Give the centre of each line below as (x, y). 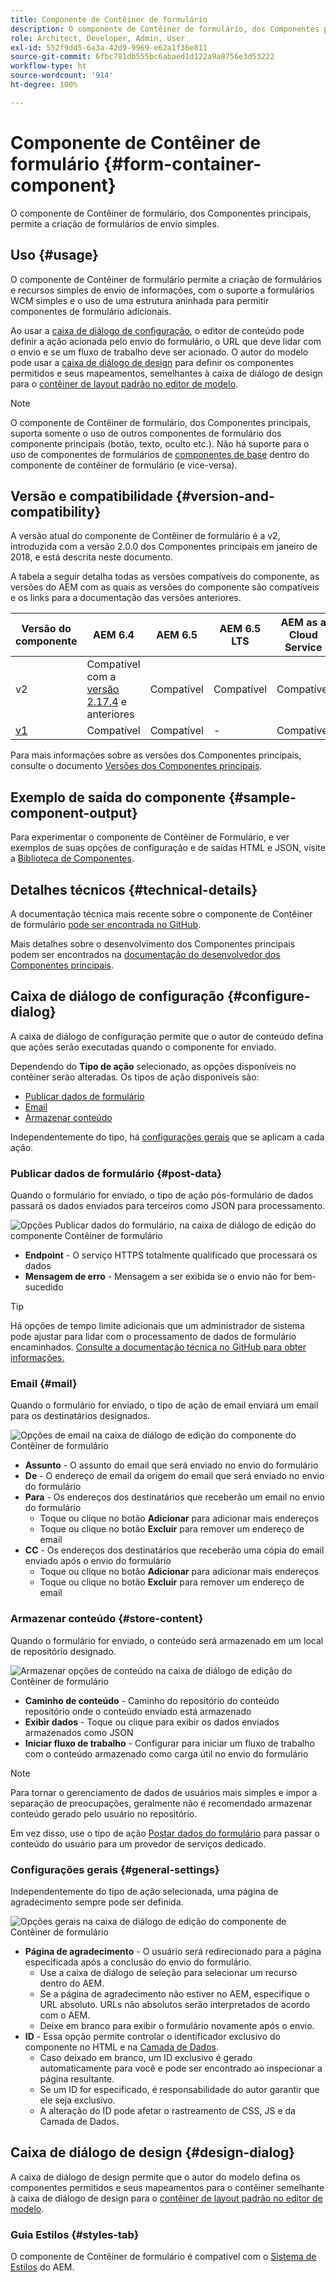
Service (303, 648)
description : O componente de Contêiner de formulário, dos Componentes (165, 29)
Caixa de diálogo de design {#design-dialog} (153, 2152)
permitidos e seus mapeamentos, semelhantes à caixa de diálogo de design (166, 373)
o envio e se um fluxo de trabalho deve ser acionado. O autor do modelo (159, 352)
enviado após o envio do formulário (98, 1561)
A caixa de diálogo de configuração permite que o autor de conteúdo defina (167, 1036)
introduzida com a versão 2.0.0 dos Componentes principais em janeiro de (164, 547)
